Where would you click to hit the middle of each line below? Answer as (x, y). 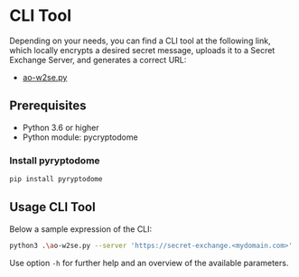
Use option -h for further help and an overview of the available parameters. (149, 263)
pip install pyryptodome (56, 180)
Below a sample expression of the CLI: (81, 229)
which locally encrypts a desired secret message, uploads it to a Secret (142, 50)
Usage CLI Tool (53, 207)
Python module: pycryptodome (80, 137)
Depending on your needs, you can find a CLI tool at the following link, (140, 41)
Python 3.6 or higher (61, 127)
